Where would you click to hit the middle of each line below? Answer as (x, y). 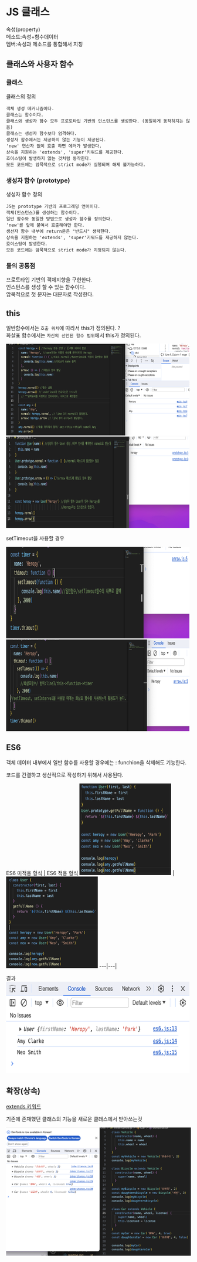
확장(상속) (23, 1091)
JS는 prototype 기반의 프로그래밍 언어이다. (53, 206)
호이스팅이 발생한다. (27, 244)
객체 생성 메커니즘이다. (30, 108)
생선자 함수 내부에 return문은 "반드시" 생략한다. (59, 231)
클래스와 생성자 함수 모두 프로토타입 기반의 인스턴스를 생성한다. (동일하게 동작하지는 (95, 121)
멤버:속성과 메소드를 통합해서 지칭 (45, 44)
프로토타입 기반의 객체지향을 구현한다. (49, 280)
